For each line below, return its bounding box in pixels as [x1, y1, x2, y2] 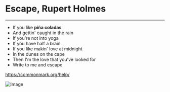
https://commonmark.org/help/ [5, 71, 70, 77]
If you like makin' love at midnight [12, 46, 82, 52]
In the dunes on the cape [12, 51, 65, 57]
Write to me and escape [12, 61, 63, 68]
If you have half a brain [12, 40, 61, 46]
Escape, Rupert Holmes [5, 3, 106, 15]
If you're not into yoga [12, 35, 59, 41]
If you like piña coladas [12, 24, 62, 30]
